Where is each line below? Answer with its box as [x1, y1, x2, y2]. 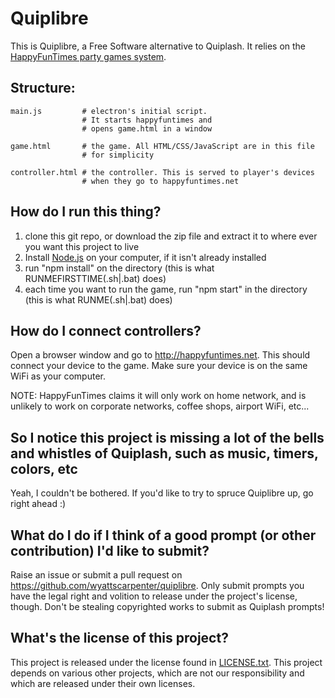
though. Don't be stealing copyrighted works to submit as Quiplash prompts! [10, 601, 325, 612]
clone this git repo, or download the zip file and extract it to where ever [24, 230, 318, 242]
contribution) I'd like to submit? [10, 542, 210, 559]
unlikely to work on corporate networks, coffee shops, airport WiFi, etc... [10, 400, 310, 412]
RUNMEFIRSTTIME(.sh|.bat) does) [24, 272, 167, 284]
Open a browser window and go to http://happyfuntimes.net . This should [10, 349, 311, 361]
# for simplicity [81, 150, 155, 160]
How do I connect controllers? [10, 322, 202, 339]
